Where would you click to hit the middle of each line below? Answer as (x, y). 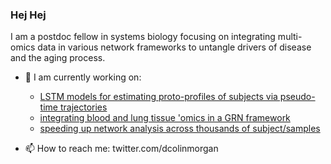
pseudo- (297, 97)
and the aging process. (58, 58)
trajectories (83, 107)
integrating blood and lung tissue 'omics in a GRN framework (165, 118)
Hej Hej (28, 15)
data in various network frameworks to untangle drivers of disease (174, 47)
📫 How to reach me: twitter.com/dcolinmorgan (121, 149)
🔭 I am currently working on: (83, 77)
